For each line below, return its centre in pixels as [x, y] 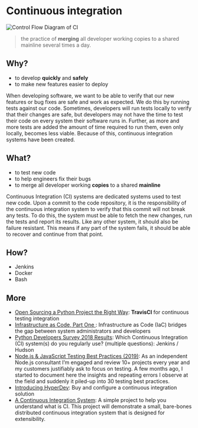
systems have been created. [40, 140]
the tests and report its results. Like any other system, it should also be [92, 221]
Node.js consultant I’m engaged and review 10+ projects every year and [102, 362]
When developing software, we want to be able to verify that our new [90, 95]
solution [24, 394]
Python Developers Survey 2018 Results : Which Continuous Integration [101, 338]
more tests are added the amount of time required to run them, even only [95, 127]
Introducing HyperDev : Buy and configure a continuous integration [96, 388]
